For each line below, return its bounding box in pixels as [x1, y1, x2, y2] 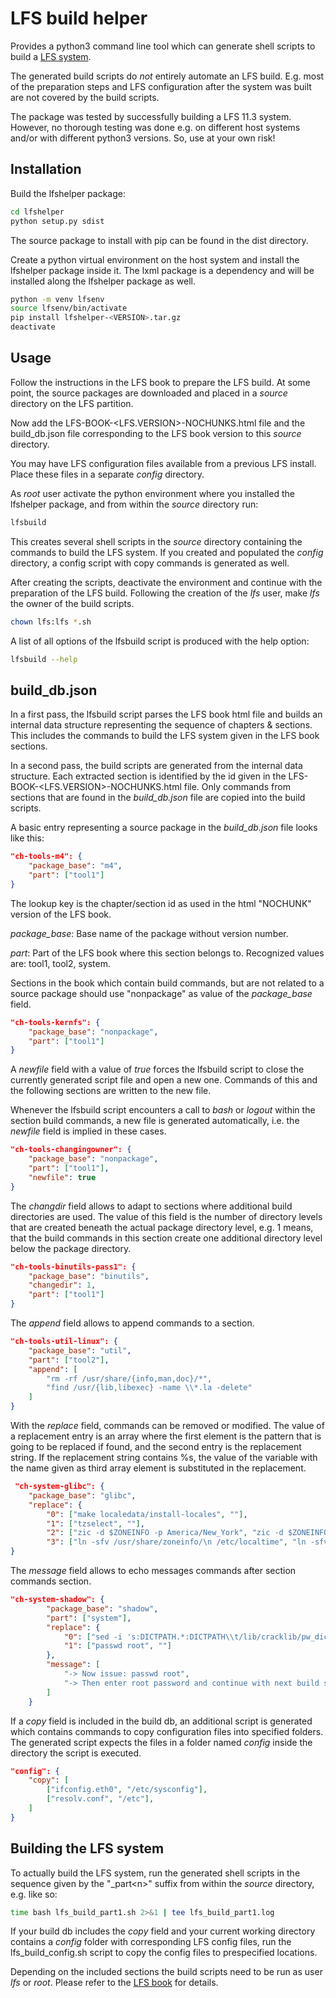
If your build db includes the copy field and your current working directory [10, 1925, 316, 1937]
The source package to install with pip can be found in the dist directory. [10, 234, 309, 246]
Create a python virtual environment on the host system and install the [10, 253, 300, 266]
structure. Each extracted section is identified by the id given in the [10, 770, 287, 782]
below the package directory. [10, 1242, 132, 1254]
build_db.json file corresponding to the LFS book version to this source [10, 427, 302, 439]
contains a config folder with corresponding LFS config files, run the [10, 1936, 292, 1948]
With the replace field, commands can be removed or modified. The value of [10, 1420, 325, 1431]
